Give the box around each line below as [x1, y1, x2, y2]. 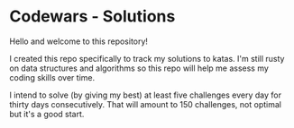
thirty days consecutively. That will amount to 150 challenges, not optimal [9, 98, 282, 109]
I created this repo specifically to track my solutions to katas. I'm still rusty [9, 53, 285, 64]
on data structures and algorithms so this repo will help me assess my [9, 63, 269, 73]
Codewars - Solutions [9, 6, 176, 27]
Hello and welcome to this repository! [9, 36, 149, 47]
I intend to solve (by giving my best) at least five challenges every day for [9, 90, 282, 100]
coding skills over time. [9, 72, 96, 82]
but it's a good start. [9, 108, 85, 119]
